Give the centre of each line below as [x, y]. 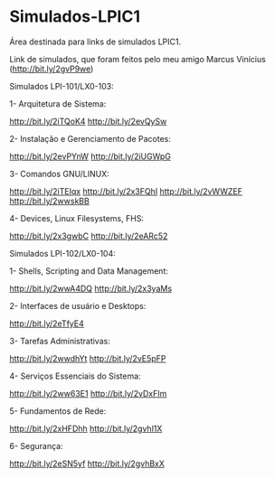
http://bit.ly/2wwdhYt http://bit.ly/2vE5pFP [88, 358]
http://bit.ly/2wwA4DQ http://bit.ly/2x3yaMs [91, 288]
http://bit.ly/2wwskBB [50, 201]
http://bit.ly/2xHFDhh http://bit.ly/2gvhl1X [86, 428]
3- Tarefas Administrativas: [60, 341]
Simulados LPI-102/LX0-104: [62, 253]
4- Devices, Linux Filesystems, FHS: [77, 218]
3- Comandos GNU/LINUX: [60, 173]
